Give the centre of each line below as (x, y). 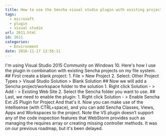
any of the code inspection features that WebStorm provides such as (75, 118)
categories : (17, 42)
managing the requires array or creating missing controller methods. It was (81, 123)
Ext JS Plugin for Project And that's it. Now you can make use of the (74, 102)
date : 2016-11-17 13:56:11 (33, 51)
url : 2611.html (21, 33)
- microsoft (22, 19)
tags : (11, 14)
